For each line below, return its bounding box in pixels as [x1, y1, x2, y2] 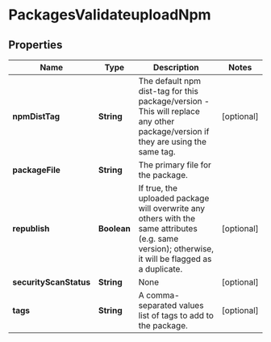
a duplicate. [138, 264, 183, 274]
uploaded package [138, 192, 210, 204]
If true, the [138, 183, 178, 193]
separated [138, 300, 177, 310]
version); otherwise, [138, 243, 214, 254]
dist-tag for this [138, 86, 199, 96]
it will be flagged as [138, 253, 212, 264]
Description [152, 62, 199, 73]
